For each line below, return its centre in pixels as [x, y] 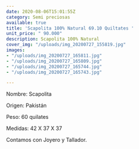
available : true [26, 22]
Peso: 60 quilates [27, 117]
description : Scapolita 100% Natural [53, 39]
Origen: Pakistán [26, 106]
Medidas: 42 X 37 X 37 [34, 128]
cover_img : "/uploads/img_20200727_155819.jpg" [66, 45]
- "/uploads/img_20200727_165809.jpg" [54, 61]
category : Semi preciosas [38, 17]
